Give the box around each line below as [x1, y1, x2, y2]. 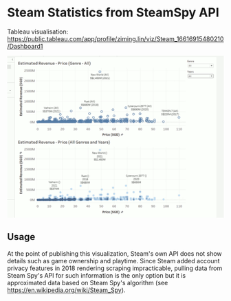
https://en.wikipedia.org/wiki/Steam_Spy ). [7, 286, 126, 294]
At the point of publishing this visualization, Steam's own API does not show [7, 249, 222, 258]
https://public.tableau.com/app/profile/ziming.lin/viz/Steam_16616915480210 [7, 34, 224, 43]
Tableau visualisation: [7, 27, 69, 36]
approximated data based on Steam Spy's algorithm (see [7, 278, 168, 287]
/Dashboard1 [7, 42, 43, 50]
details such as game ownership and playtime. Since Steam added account [7, 256, 220, 265]
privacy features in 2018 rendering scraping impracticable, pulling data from [7, 264, 223, 272]
